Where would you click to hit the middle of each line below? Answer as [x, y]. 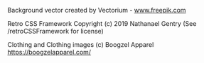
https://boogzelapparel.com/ [49, 52]
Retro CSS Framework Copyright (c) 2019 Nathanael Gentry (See [102, 23]
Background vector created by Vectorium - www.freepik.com [97, 10]
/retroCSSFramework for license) [56, 31]
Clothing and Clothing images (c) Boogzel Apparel [81, 44]
